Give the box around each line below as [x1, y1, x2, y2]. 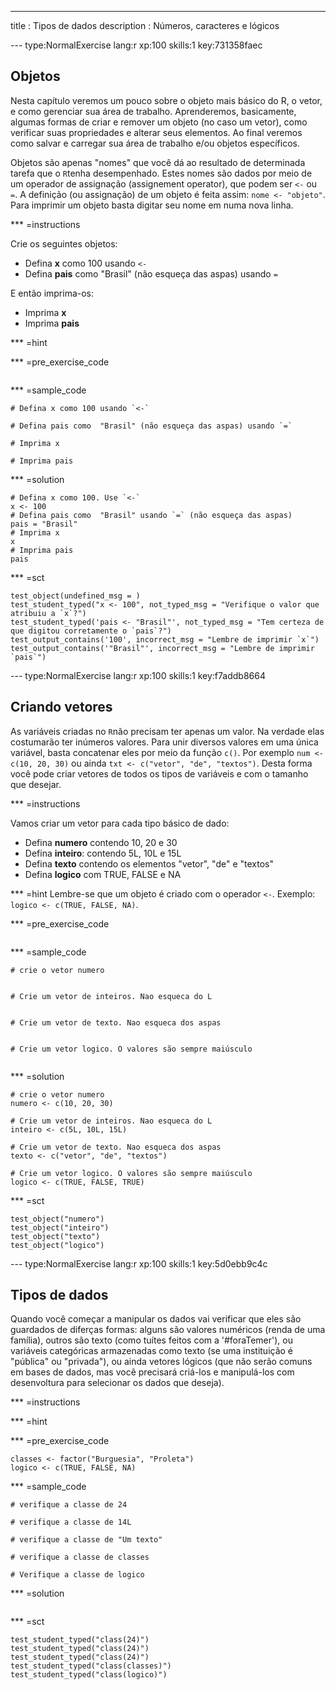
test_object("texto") [10, 1231, 101, 1241]
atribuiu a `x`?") [10, 608, 87, 618]
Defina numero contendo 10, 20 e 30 [24, 836, 178, 848]
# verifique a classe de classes [10, 1552, 150, 1563]
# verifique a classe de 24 [10, 1500, 128, 1510]
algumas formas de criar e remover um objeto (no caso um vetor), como [10, 116, 308, 128]
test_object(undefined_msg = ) [10, 591, 141, 601]
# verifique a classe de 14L [10, 1517, 132, 1528]
